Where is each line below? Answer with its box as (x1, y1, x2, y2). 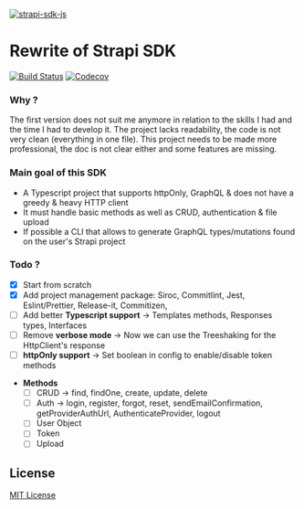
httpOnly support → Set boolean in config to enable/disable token (22, 350, 273, 361)
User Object (36, 418, 82, 429)
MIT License (9, 490, 57, 501)
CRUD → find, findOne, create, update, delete (36, 387, 208, 398)
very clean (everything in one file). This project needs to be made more (9, 133, 278, 145)
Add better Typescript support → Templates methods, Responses (22, 309, 273, 320)
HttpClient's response (22, 340, 106, 351)
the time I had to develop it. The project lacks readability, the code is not (9, 124, 281, 135)
